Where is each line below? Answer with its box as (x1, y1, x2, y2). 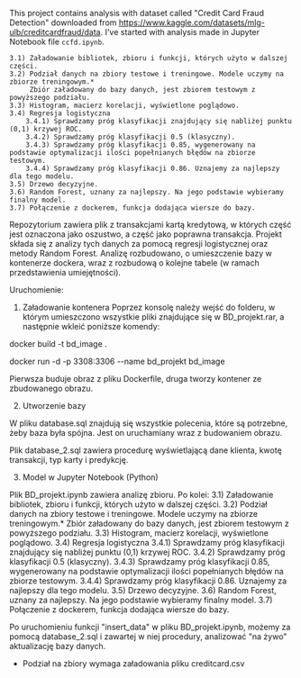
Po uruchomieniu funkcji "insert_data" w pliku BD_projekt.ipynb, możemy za (9, 621, 291, 632)
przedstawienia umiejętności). (9, 267, 122, 277)
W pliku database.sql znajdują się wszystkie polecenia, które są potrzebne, (9, 418, 288, 429)
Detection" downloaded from (9, 17, 117, 28)
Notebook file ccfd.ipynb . (9, 36, 105, 47)
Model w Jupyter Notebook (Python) (22, 472, 160, 483)
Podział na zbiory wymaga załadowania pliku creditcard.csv (22, 658, 245, 669)
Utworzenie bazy (22, 401, 87, 411)
